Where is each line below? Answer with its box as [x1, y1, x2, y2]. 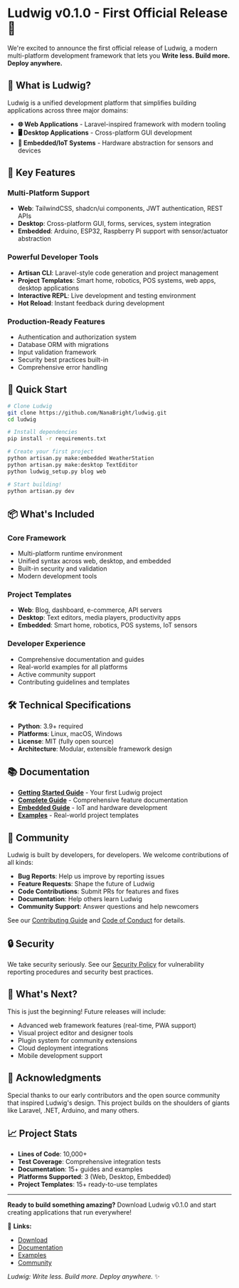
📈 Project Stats [7, 1128, 78, 1140]
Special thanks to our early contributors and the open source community [7, 1091, 221, 1099]
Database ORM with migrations [17, 341, 109, 349]
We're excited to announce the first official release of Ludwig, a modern [7, 43, 218, 52]
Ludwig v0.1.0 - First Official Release [7, 5, 228, 21]
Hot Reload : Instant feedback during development [17, 298, 165, 307]
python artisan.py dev [7, 487, 75, 494]
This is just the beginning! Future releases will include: [7, 1007, 166, 1016]
